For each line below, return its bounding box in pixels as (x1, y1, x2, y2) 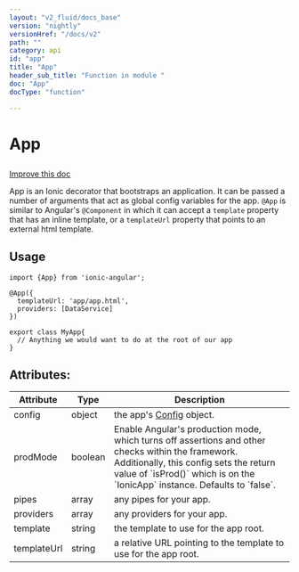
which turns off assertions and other (114, 434, 266, 446)
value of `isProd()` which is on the (114, 468, 255, 480)
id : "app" (9, 54, 46, 63)
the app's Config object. (114, 409, 215, 421)
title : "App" (9, 63, 58, 72)
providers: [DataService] (17, 304, 114, 313)
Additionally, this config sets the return (114, 456, 276, 469)
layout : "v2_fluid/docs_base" (9, 12, 122, 22)
